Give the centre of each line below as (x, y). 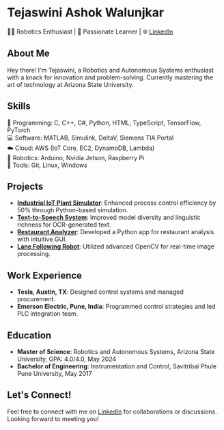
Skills (19, 106)
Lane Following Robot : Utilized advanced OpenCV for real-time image (116, 246)
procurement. (36, 299)
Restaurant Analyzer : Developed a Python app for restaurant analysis (115, 232)
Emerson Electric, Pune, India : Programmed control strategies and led (116, 307)
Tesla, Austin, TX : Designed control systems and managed (100, 292)
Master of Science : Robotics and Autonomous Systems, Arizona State (116, 352)
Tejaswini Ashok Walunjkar (86, 13)
